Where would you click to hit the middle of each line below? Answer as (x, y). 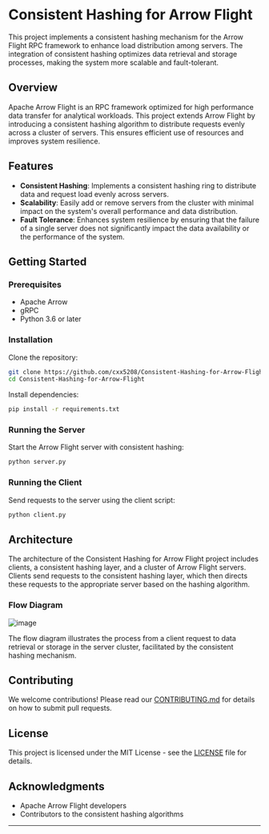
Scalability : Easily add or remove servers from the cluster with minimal (137, 203)
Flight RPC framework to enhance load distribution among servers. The (126, 45)
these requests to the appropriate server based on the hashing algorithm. (129, 584)
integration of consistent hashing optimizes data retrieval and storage (123, 54)
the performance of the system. (72, 236)
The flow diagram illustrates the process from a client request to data (122, 638)
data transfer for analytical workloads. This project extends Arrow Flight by (132, 115)
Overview (33, 88)
